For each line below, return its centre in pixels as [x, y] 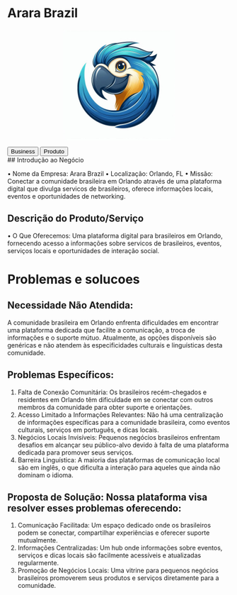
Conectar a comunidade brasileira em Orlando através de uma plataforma [115, 181]
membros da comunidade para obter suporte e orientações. [105, 407]
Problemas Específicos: [61, 375]
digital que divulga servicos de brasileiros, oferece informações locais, [110, 189]
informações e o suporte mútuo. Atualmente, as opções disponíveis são [112, 338]
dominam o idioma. [45, 475]
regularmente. [38, 563]
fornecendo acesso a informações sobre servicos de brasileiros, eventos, [115, 243]
